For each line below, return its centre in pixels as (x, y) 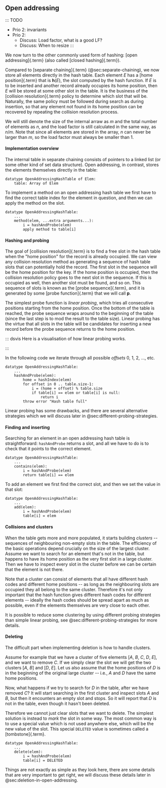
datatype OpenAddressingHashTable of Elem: (51, 179)
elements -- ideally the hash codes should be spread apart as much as (77, 600)
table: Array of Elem (36, 183)
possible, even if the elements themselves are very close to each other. (78, 605)
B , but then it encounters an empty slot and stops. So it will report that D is (81, 698)
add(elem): (25, 507)
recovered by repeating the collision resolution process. (62, 112)
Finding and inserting (28, 427)
